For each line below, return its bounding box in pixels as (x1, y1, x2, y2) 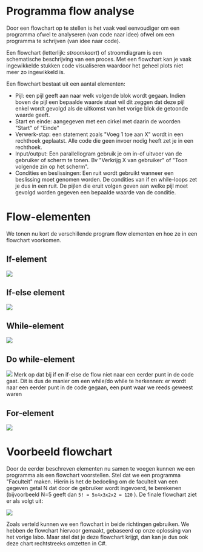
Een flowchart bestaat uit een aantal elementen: (6, 80, 125, 87)
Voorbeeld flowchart (6, 445, 113, 459)
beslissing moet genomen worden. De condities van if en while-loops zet (15, 175, 198, 183)
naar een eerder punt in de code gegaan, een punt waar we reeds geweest (6, 384, 193, 391)
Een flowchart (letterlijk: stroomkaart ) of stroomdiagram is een (6, 49, 162, 56)
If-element (6, 254, 47, 265)
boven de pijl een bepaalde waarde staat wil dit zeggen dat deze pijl (15, 98, 185, 106)
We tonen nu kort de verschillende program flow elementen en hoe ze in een (6, 230, 198, 237)
